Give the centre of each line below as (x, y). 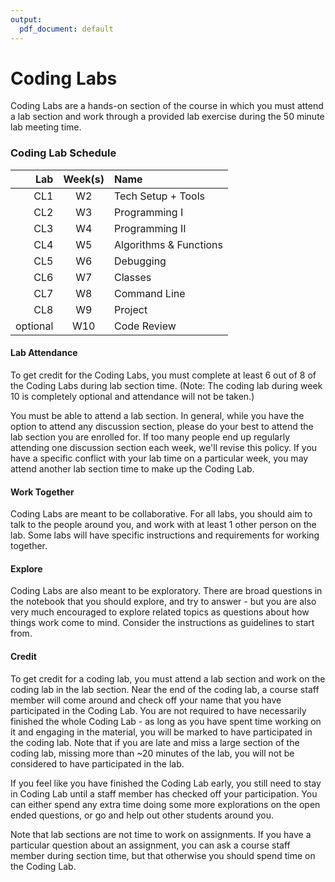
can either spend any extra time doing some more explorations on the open (165, 804)
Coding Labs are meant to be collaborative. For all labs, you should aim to (161, 514)
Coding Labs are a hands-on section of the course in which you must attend (167, 106)
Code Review (145, 326)
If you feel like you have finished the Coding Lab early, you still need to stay (166, 783)
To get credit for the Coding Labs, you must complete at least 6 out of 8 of (163, 375)
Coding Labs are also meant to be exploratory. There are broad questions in (166, 591)
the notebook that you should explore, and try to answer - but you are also (163, 602)
